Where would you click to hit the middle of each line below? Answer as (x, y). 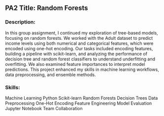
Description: (20, 22)
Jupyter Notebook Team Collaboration (44, 108)
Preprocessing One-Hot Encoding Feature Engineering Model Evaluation (79, 103)
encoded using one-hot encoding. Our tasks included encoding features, (79, 48)
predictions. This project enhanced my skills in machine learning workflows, (82, 69)
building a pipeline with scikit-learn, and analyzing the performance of (76, 54)
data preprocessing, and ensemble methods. (50, 74)
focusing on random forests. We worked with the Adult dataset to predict (79, 38)
